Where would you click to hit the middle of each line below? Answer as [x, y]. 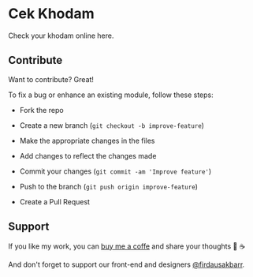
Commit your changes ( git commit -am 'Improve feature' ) [115, 171]
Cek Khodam [51, 14]
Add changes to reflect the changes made [88, 155]
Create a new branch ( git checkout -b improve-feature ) [112, 125]
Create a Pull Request [55, 201]
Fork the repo [42, 110]
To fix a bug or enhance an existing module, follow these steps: [111, 95]
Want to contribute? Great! [51, 79]
